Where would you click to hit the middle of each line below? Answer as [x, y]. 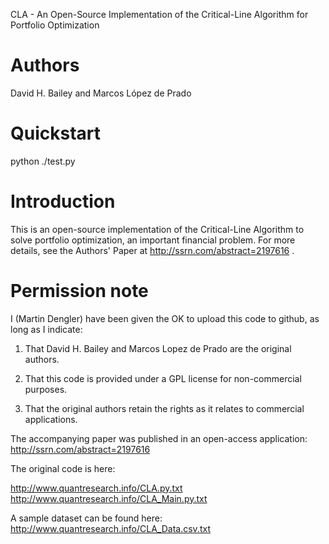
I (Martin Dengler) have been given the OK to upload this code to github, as [165, 318]
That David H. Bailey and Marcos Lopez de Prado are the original [158, 348]
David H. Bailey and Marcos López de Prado [101, 93]
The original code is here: [63, 468]
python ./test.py [43, 161]
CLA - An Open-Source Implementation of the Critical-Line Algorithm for [159, 14]
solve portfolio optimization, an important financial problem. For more [153, 240]
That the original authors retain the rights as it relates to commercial [164, 408]
